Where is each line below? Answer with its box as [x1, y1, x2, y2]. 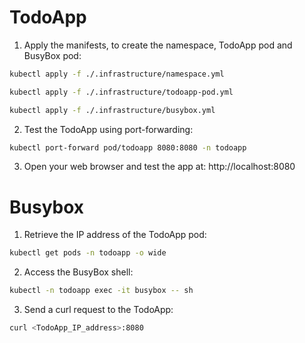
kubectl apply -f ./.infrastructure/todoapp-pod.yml [9, 87, 234, 97]
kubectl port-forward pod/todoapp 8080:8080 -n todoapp [9, 142, 247, 153]
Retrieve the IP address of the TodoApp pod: [23, 229, 207, 241]
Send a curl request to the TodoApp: [23, 304, 174, 316]
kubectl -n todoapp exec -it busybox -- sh [9, 286, 194, 296]
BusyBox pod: [23, 49, 82, 61]
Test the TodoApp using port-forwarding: [23, 123, 194, 135]
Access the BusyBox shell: [23, 266, 134, 278]
